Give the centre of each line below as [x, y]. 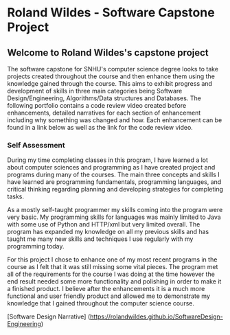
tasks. [16, 196]
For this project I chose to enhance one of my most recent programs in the [112, 259]
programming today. [36, 246]
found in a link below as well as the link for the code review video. [100, 127]
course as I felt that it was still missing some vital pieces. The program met [113, 267]
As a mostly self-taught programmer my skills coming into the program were [115, 210]
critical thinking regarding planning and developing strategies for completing [115, 189]
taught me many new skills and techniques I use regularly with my [100, 239]
